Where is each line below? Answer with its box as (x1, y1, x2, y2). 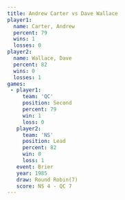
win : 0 (22, 151, 41, 158)
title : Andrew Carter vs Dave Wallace (7, 10, 118, 17)
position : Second (22, 100, 72, 107)
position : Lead (22, 138, 67, 145)
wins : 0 (13, 67, 36, 74)
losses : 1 (13, 74, 41, 81)
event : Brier (16, 163, 54, 170)
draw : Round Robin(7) (16, 176, 78, 183)
